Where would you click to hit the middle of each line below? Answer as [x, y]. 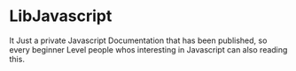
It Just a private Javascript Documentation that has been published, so [138, 40]
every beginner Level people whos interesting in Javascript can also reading [148, 49]
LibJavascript [61, 16]
